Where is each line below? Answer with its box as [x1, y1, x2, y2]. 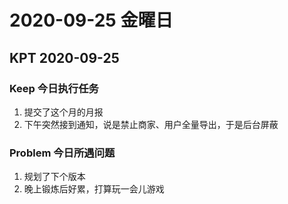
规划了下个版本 [23, 171, 86, 183]
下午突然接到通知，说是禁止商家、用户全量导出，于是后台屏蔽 [23, 118, 279, 130]
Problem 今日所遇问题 [9, 146, 116, 160]
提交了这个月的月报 [23, 106, 104, 118]
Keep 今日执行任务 [9, 81, 99, 95]
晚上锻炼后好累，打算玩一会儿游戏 [23, 183, 165, 195]
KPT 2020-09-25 [9, 49, 120, 66]
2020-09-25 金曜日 [9, 9, 174, 32]
